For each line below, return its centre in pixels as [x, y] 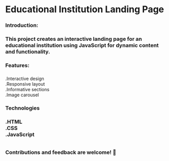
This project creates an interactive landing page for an [74, 39]
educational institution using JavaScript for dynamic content [82, 45]
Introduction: [22, 25]
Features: [17, 65]
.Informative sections [27, 89]
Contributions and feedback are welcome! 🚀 [61, 152]
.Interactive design [25, 78]
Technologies [22, 108]
